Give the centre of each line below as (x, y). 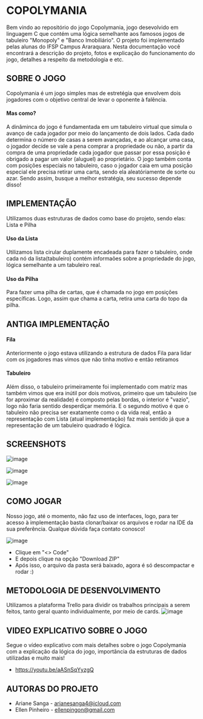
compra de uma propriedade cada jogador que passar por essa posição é (98, 153)
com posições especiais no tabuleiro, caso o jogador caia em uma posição (99, 165)
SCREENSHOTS (36, 445)
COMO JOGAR (34, 501)
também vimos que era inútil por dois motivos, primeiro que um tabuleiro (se (101, 393)
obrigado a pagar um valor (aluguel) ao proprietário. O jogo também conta (99, 159)
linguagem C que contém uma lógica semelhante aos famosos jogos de (95, 33)
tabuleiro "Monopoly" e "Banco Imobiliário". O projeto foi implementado (95, 40)
